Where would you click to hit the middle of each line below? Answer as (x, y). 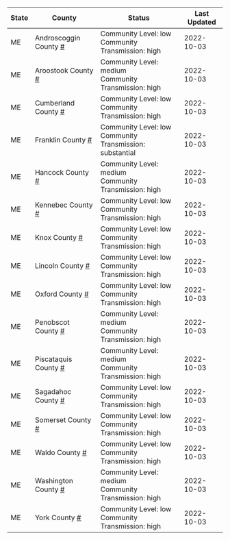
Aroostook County (64, 70)
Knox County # (59, 237)
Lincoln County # (62, 266)
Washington (54, 481)
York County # (58, 518)
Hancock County (62, 172)
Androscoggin (57, 38)
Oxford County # (62, 294)
